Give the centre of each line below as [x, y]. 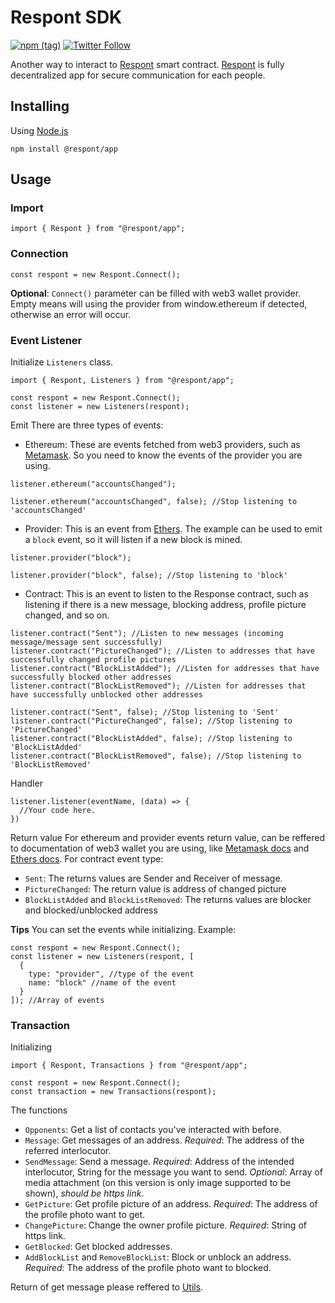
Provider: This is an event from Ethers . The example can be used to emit [173, 529]
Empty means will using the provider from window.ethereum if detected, [159, 303]
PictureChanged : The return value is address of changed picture [155, 889]
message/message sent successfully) [86, 642]
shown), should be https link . [84, 1193]
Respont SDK [66, 17]
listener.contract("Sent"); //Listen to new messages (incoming [147, 634]
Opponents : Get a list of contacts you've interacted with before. [153, 1130]
